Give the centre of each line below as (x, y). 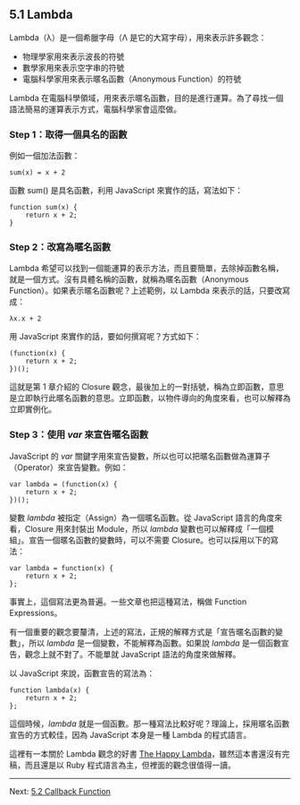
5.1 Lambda (41, 15)
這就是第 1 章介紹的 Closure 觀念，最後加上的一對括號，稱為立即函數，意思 (147, 387)
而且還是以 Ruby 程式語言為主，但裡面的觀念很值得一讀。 (130, 765)
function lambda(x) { (50, 690)
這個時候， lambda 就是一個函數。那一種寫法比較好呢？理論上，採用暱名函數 (150, 724)
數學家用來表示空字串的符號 (73, 67)
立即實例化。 (33, 409)
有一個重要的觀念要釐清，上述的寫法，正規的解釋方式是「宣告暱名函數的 (142, 631)
